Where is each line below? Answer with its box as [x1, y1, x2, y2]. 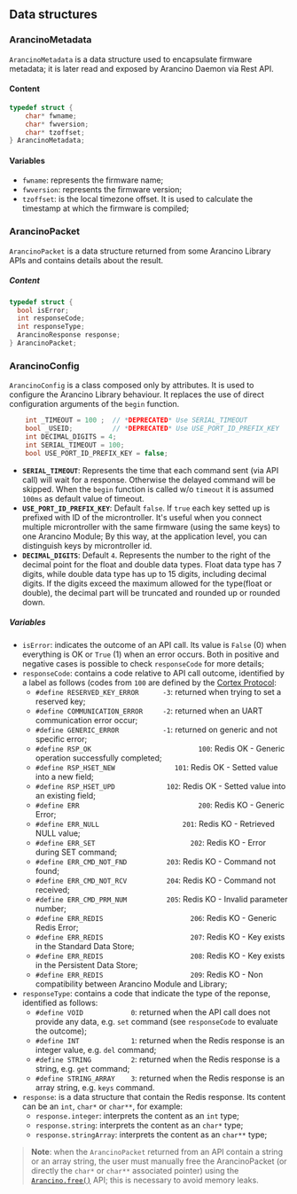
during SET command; [35, 847, 118, 857]
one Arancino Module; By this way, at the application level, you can [21, 531, 268, 542]
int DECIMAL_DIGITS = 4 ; [25, 433, 117, 441]
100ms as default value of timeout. [21, 493, 145, 503]
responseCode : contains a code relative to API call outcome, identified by [21, 667, 285, 678]
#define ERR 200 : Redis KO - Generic [35, 800, 285, 810]
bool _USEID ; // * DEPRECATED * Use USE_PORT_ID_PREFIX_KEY [25, 425, 279, 433]
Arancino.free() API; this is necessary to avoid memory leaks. [30, 1174, 259, 1185]
